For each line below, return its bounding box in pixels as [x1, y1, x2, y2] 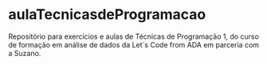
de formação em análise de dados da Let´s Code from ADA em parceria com [8, 40, 260, 49]
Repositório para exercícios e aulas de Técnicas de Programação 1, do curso [8, 32, 259, 41]
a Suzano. [8, 48, 41, 58]
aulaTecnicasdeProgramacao [8, 6, 206, 24]
